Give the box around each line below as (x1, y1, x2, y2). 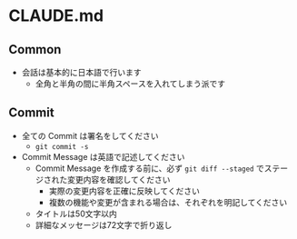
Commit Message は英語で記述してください (21, 151, 185, 162)
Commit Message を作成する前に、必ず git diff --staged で (35, 163, 264, 174)
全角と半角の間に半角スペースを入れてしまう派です (35, 78, 226, 89)
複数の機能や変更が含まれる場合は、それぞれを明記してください (48, 196, 288, 207)
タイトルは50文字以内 (35, 208, 117, 219)
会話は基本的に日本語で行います (21, 67, 142, 77)
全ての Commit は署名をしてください (21, 130, 159, 141)
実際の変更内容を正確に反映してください (48, 185, 201, 196)
